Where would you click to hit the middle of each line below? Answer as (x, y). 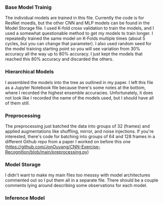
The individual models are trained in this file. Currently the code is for (75, 18)
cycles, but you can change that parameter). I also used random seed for (78, 44)
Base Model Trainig (29, 7)
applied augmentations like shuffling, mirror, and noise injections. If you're (79, 131)
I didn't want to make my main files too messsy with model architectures (78, 175)
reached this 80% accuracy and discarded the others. (59, 59)
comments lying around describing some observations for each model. (76, 186)
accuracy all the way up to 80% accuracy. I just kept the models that (74, 54)
